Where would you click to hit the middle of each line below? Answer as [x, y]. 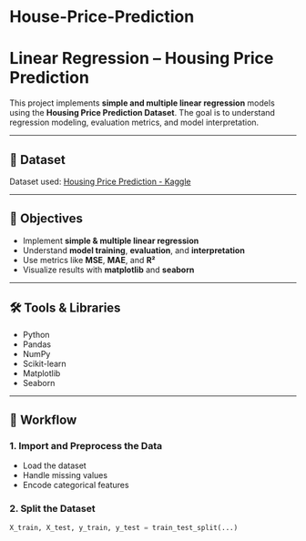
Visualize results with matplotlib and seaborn [108, 270]
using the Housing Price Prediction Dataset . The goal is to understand [143, 113]
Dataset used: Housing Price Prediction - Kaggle [100, 181]
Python [36, 334]
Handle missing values [65, 475]
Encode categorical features [76, 485]
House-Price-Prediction [102, 17]
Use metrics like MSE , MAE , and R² [89, 260]
